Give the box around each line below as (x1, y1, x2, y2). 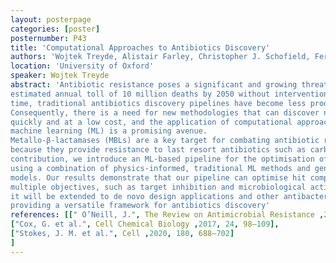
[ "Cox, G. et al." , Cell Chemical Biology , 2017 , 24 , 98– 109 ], (10, 219, 280, 230)
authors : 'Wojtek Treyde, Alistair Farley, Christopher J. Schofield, (10, 52, 311, 62)
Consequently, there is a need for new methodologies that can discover (10, 107, 320, 118)
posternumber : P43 (10, 33, 87, 43)
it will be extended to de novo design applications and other (10, 191, 280, 201)
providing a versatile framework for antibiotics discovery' (10, 201, 271, 211)
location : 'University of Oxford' (10, 61, 155, 71)
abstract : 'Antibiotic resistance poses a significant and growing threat (10, 80, 329, 90)
